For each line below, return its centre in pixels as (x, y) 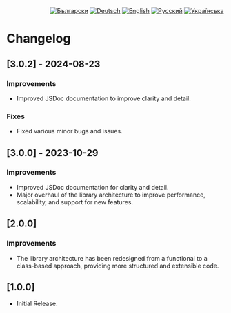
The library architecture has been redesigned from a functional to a (112, 258)
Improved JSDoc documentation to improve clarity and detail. (103, 98)
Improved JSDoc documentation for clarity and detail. (93, 187)
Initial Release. (37, 304)
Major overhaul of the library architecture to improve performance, (111, 195)
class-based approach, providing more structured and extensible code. (118, 266)
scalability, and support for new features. (75, 202)
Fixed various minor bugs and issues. (69, 131)
